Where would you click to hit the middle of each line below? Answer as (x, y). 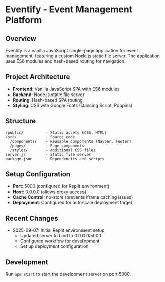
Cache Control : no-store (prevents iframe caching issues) (73, 197)
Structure (21, 121)
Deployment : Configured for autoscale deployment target (72, 203)
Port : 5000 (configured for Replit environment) (61, 186)
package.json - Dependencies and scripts (55, 159)
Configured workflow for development (60, 241)
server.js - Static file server (48, 154)
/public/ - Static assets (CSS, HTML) (56, 132)
